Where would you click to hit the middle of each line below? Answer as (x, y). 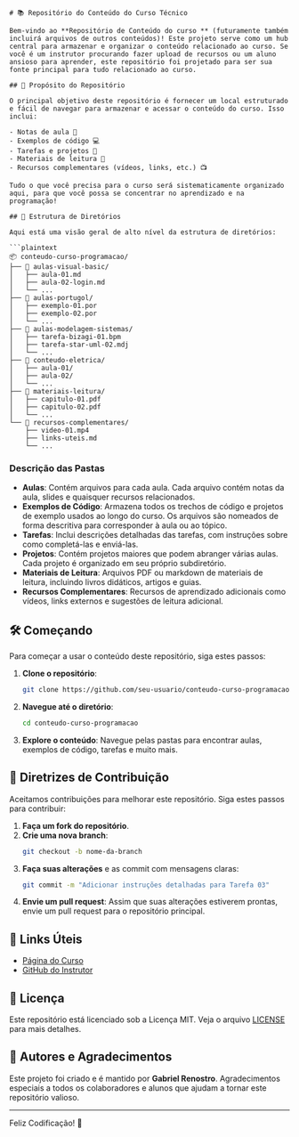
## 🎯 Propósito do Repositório (67, 85)
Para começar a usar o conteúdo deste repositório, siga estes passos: (137, 656)
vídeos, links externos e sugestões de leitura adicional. (123, 601)
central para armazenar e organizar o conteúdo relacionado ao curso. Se (149, 46)
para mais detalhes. (45, 1029)
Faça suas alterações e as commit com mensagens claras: (130, 868)
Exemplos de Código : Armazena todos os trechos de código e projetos (153, 507)
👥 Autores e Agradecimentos (91, 1057)
